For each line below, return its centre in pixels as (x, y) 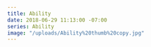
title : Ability (29, 13)
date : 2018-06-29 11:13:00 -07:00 (57, 20)
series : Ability (31, 26)
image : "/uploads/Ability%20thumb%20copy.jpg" (76, 33)
